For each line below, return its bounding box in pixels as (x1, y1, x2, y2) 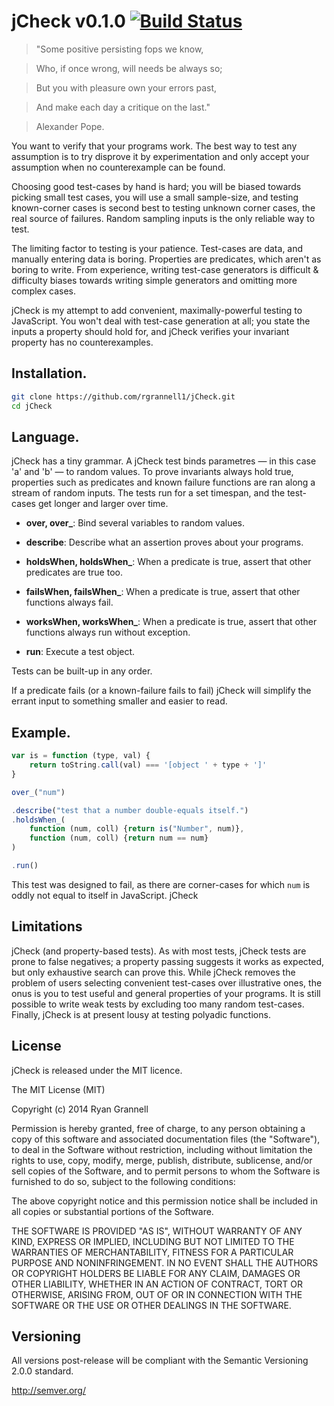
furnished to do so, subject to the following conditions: (11, 1175, 236, 1187)
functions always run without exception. (25, 626, 191, 639)
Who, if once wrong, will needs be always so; (35, 62, 223, 74)
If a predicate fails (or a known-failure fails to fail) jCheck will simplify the (11, 685, 312, 697)
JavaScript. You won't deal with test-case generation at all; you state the (11, 315, 311, 327)
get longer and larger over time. (37, 498, 169, 510)
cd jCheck (11, 401, 53, 411)
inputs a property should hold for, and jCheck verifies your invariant (11, 325, 290, 337)
